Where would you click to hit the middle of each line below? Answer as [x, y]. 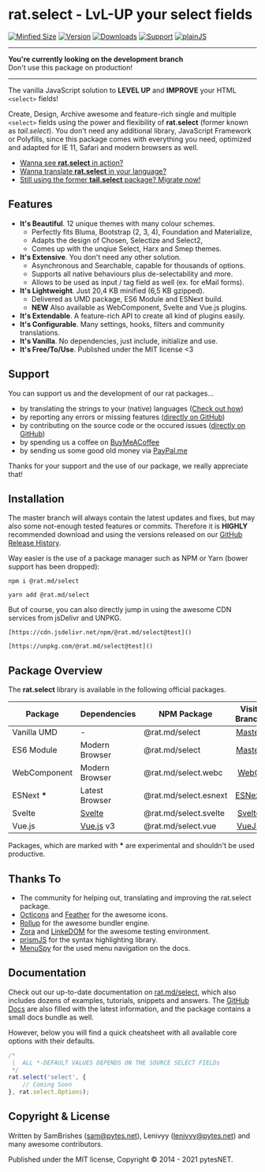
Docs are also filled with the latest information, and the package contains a [129, 1009]
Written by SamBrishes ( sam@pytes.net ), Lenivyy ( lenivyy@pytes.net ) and [129, 1136]
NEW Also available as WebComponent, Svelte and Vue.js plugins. [139, 307]
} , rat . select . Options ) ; [49, 1092]
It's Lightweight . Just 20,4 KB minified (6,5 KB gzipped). [112, 291]
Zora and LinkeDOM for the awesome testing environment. [115, 931]
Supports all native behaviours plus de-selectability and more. [132, 273]
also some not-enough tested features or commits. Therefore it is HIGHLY [128, 526]
